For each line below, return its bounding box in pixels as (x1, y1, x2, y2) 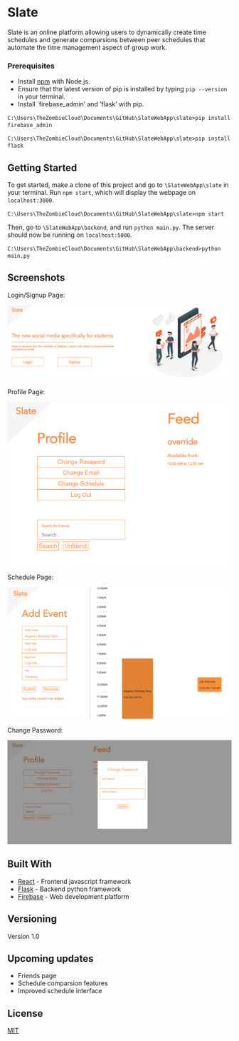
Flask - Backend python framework (17, 885, 122, 893)
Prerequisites (7, 61, 55, 71)
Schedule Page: (7, 573, 54, 581)
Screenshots (7, 272, 65, 284)
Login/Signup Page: (7, 291, 65, 299)
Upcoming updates (7, 952, 94, 965)
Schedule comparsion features (17, 979, 108, 987)
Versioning (7, 913, 57, 925)
